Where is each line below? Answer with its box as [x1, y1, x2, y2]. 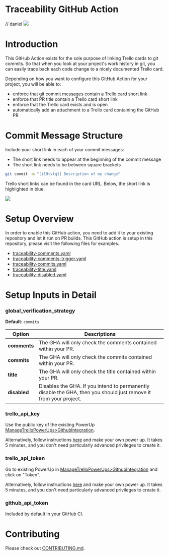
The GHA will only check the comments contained [38, 339, 157, 346]
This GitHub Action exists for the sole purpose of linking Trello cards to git [5, 55, 158, 61]
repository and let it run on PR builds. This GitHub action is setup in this [5, 235, 153, 241]
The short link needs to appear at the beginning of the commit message [12, 156, 161, 162]
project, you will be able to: [5, 81, 61, 87]
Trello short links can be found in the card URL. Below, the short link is [5, 180, 150, 187]
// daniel [5, 21, 23, 27]
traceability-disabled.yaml [12, 271, 67, 278]
